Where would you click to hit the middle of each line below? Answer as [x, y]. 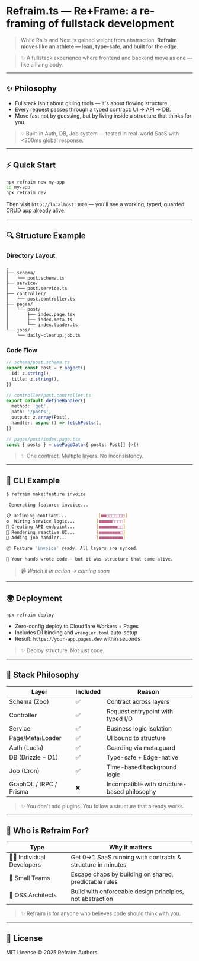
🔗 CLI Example [33, 480]
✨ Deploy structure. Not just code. [62, 650]
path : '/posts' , [31, 412]
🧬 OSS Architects [33, 895]
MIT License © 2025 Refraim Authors [52, 953]
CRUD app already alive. [36, 211]
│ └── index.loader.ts [42, 325]
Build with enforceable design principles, [128, 892]
